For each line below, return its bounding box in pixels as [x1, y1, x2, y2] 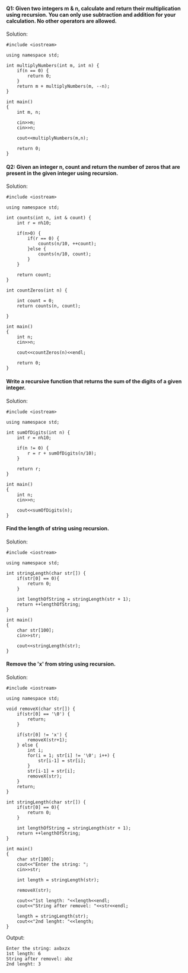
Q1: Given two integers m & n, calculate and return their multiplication [6, 5, 181, 12]
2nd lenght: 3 [6, 961, 42, 967]
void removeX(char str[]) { [6, 706, 76, 712]
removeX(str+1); [27, 737, 68, 743]
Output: [6, 934, 25, 942]
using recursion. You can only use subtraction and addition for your [6, 11, 176, 18]
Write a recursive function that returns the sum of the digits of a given [6, 378, 182, 385]
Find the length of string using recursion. [6, 525, 110, 532]
